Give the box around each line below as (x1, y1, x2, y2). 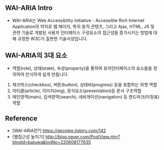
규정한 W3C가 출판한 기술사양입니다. (17, 36, 88, 41)
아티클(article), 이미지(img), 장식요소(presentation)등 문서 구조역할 (12, 88, 142, 94)
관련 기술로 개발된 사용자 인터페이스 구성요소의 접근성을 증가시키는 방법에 (12, 29, 153, 36)
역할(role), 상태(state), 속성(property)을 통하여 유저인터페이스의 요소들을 (12, 65, 152, 71)
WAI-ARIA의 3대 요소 (5, 51, 68, 60)
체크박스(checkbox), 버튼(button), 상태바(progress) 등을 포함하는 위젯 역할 (12, 81, 158, 87)
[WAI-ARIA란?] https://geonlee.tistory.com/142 (12, 128, 106, 133)
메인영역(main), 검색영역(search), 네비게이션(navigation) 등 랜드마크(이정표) (12, 94, 160, 99)
